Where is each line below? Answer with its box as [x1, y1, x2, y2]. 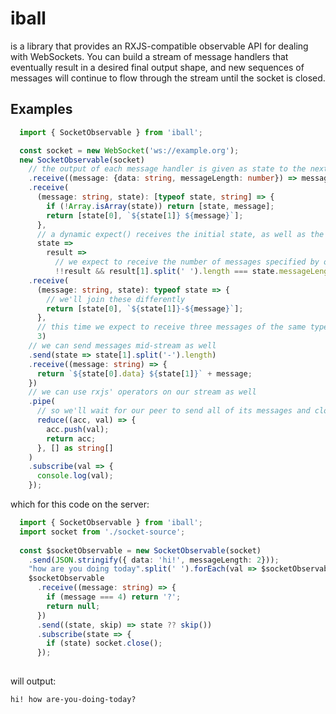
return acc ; [46, 433, 97, 444]
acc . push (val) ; [46, 424, 110, 434]
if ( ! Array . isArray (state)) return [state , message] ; [46, 201, 275, 211]
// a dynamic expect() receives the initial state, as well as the [36, 229, 325, 239]
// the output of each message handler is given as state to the [28, 164, 307, 174]
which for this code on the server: [10, 498, 150, 510]
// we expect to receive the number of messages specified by [54, 257, 320, 267]
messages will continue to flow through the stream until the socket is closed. [10, 72, 326, 84]
